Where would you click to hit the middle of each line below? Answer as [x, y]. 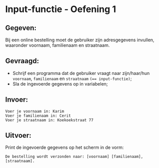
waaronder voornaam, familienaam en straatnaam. [58, 45]
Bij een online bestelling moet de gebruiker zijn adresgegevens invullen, [80, 40]
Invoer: [17, 100]
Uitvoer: [18, 136]
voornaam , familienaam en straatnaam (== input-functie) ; [72, 78]
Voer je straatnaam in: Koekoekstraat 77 [49, 120]
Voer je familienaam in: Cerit [38, 116]
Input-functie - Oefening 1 [61, 9]
